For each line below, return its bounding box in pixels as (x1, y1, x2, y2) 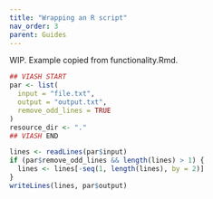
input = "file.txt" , (17, 90, 95, 99)
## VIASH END (9, 131, 59, 140)
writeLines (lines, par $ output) (9, 181, 128, 190)
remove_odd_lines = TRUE (17, 106, 111, 115)
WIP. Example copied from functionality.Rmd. (9, 55, 179, 66)
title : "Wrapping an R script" (9, 13, 128, 23)
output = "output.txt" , (17, 98, 107, 107)
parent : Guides (9, 30, 67, 39)
